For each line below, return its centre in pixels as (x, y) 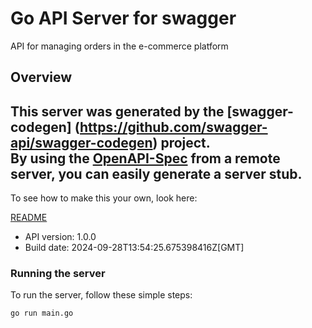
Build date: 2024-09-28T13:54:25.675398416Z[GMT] (134, 248)
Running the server (58, 274)
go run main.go (42, 313)
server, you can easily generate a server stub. (156, 173)
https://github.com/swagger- (173, 127)
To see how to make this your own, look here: (104, 198)
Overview (41, 77)
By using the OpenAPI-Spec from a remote (145, 158)
